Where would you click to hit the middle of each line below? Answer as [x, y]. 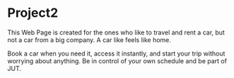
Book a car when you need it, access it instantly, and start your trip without [116, 53]
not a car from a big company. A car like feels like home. [89, 39]
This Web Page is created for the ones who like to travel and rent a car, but [116, 32]
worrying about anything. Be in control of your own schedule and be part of [117, 60]
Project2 [33, 13]
